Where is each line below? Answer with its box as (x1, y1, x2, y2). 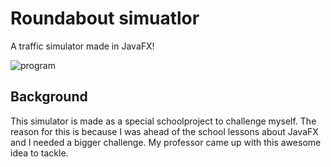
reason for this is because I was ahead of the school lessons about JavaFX (10, 125, 319, 137)
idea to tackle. (10, 147, 69, 159)
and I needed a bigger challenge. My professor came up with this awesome (10, 136, 322, 148)
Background (10, 88, 88, 106)
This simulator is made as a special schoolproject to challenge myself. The (10, 115, 317, 127)
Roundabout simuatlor (10, 7, 200, 30)
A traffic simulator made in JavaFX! (10, 40, 155, 52)
